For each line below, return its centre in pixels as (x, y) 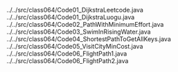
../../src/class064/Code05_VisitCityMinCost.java (75, 46)
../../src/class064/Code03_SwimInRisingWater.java (79, 32)
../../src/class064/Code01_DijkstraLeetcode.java (75, 10)
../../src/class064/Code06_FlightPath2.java (68, 61)
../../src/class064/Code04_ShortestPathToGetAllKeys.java (89, 39)
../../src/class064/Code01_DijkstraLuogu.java (71, 17)
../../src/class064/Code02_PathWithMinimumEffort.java (85, 24)
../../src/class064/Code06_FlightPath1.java (67, 53)
